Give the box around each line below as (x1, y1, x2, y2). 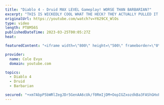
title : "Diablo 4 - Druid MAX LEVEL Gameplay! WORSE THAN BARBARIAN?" (5, 7, 152, 12)
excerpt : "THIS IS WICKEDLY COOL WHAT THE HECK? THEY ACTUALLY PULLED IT (5, 12, 159, 17)
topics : (5, 70, 21, 75)
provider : (5, 52, 25, 57)
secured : (5, 92, 23, 97)
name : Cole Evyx (9, 57, 42, 62)
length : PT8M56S (5, 25, 38, 30)
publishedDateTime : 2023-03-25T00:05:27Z (5, 30, 91, 35)
